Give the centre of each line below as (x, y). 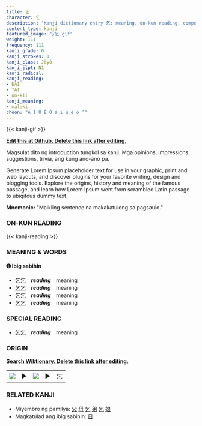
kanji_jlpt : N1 (25, 67)
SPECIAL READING (34, 319)
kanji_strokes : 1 (28, 56)
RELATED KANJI (30, 395)
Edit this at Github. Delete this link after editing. (66, 141)
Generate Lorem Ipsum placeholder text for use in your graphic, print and (97, 170)
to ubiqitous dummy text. (37, 196)
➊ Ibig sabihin (24, 266)
